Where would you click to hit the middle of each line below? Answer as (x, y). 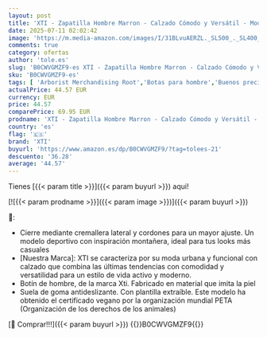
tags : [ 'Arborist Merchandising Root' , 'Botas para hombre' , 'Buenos (124, 82)
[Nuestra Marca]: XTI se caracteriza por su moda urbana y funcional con (139, 258)
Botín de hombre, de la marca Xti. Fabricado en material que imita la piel (137, 284)
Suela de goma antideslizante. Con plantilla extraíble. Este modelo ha (133, 292)
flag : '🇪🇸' (28, 134)
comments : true (33, 45)
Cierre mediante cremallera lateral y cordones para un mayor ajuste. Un (137, 233)
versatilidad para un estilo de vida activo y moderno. (106, 275)
